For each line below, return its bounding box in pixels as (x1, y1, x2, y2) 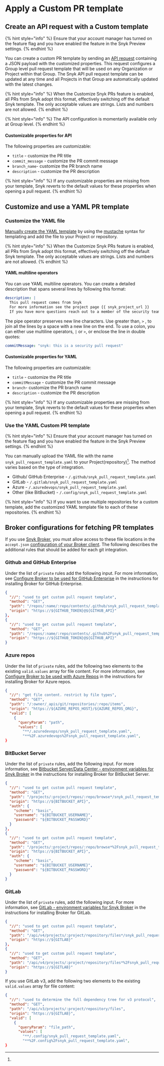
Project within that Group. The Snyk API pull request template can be (5, 71, 143, 76)
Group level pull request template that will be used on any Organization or (5, 66, 153, 72)
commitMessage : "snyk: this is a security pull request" (5, 343, 123, 348)
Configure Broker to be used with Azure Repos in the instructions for (5, 673, 143, 679)
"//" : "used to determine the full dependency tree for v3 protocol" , (9, 997, 156, 1002)
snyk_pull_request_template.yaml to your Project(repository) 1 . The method (5, 458, 156, 465)
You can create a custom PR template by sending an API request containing (5, 55, 157, 61)
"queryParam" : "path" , (18, 720, 64, 725)
